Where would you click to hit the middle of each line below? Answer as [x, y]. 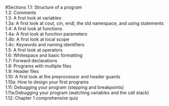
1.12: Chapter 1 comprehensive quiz [42, 98]
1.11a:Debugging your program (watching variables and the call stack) [77, 93]
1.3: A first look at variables [33, 18]
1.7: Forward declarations [31, 61]
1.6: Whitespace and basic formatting [44, 55]
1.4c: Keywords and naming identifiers [45, 44]
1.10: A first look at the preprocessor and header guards [63, 77]
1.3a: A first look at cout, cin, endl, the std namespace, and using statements [84, 23]
